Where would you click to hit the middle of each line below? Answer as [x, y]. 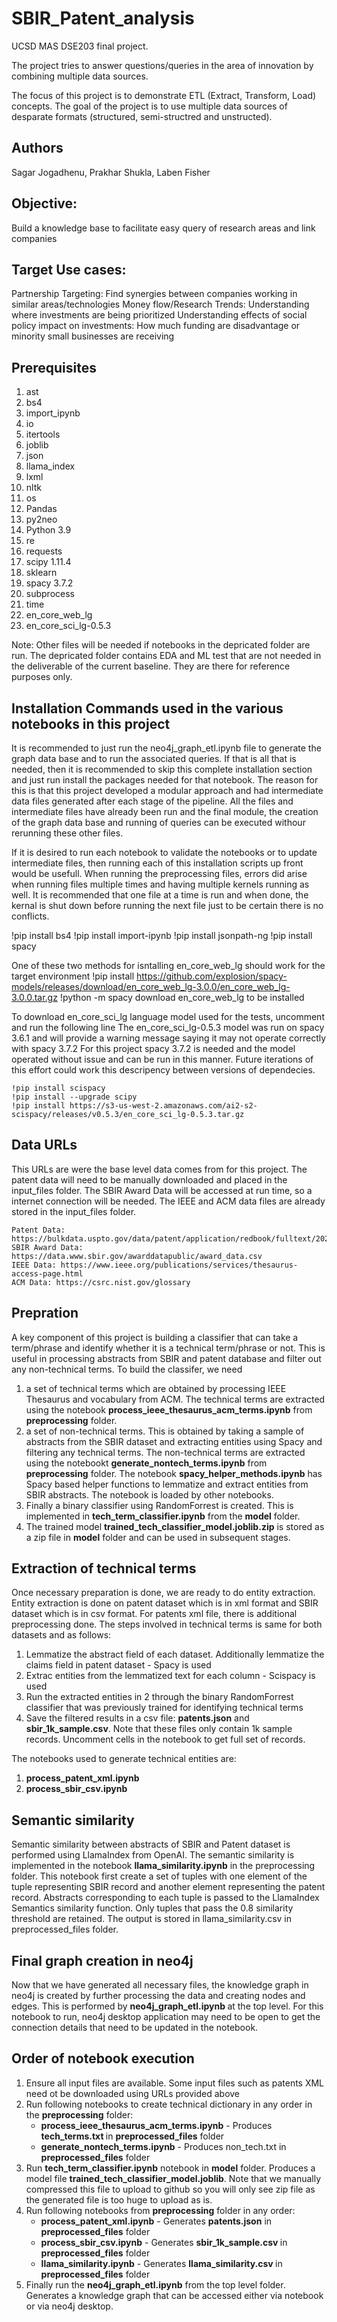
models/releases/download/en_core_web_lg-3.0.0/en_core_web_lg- [151, 986]
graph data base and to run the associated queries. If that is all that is [154, 758]
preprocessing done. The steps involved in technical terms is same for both [167, 1624]
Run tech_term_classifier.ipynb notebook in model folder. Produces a [170, 2168]
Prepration [45, 1313]
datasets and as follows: [61, 1635]
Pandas [41, 509]
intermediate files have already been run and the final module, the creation [165, 811]
